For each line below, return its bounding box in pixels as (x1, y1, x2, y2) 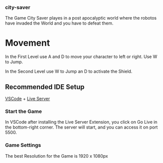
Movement (5, 37, 50, 49)
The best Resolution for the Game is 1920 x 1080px (5, 153, 108, 159)
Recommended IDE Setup (5, 82, 85, 91)
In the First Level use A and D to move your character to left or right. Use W (5, 54, 158, 60)
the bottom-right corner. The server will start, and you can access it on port (5, 124, 158, 130)
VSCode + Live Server (5, 96, 50, 102)
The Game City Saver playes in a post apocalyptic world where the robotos (5, 15, 157, 21)
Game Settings (5, 142, 41, 149)
